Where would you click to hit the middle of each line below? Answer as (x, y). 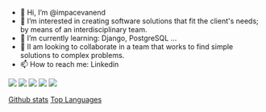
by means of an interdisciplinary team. (83, 29)
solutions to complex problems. (72, 55)
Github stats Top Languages (55, 100)
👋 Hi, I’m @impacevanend (63, 12)
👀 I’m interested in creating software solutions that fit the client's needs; (139, 21)
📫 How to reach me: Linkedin (69, 64)
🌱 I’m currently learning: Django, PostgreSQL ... (98, 38)
